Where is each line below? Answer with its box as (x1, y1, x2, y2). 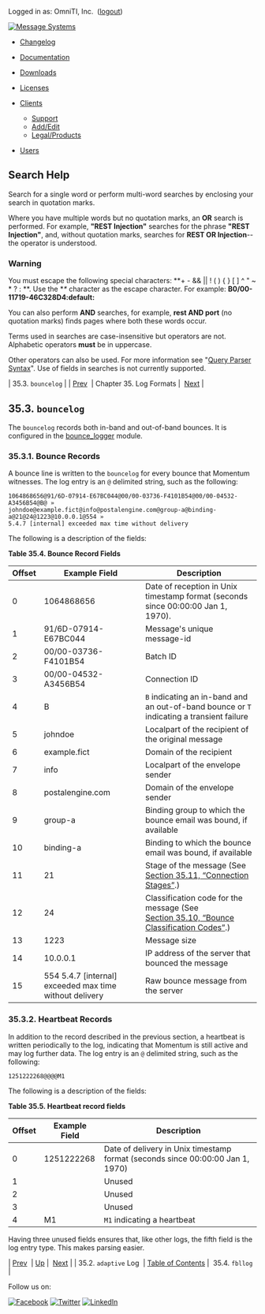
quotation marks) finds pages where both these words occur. (8, 316, 207, 326)
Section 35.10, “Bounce (145, 913, 235, 924)
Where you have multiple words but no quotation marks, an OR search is (8, 213, 244, 222)
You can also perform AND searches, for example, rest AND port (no (8, 308, 233, 318)
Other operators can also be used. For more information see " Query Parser (8, 355, 252, 365)
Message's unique (145, 623, 214, 634)
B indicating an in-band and (145, 692, 248, 703)
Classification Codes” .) (145, 922, 231, 933)
